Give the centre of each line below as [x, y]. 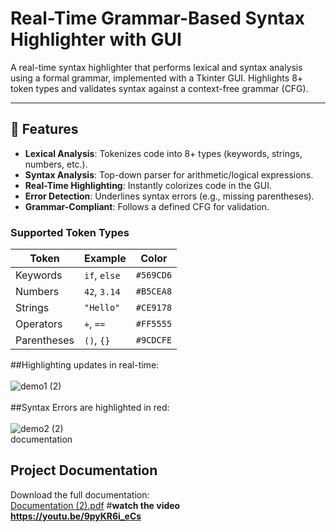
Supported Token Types [70, 232]
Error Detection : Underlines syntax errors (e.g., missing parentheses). [169, 196]
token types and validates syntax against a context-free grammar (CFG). [159, 88]
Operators [39, 324]
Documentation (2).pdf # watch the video [95, 505]
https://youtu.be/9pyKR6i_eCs [76, 516]
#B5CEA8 [154, 291]
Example [105, 259]
